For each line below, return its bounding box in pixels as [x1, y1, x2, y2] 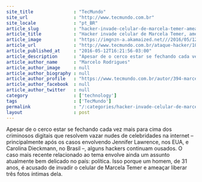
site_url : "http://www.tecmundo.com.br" [6, 14, 155, 20]
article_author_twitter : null [6, 87, 90, 93]
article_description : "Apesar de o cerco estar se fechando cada [6, 53, 189, 59]
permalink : [6, 103, 77, 110]
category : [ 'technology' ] [6, 93, 117, 99]
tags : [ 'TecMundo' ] [6, 98, 112, 104]
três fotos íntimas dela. [6, 171, 63, 178]
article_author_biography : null [6, 70, 90, 76]
